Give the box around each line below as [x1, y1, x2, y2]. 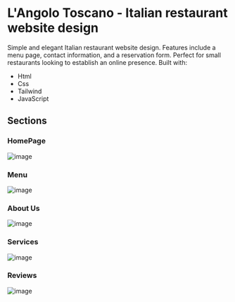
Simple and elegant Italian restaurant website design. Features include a [7, 43, 216, 52]
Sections [7, 115, 47, 127]
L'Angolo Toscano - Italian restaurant [7, 5, 229, 21]
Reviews [7, 270, 37, 280]
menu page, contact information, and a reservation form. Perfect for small [7, 51, 222, 59]
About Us [7, 203, 40, 213]
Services [7, 237, 39, 247]
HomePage [7, 136, 46, 146]
